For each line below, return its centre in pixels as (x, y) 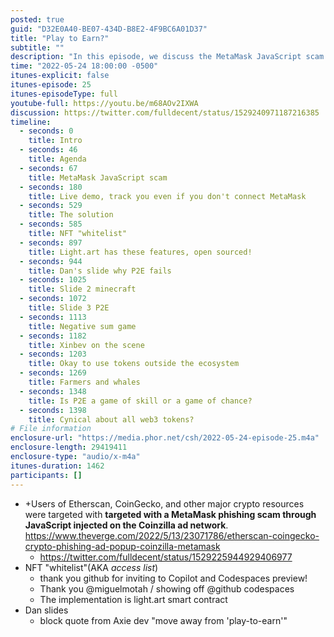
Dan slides (46, 610)
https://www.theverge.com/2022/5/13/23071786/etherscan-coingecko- (172, 535)
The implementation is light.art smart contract (133, 599)
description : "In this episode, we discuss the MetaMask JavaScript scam (167, 57)
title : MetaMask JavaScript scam (98, 177)
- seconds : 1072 (53, 299)
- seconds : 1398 (53, 410)
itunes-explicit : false (60, 76)
